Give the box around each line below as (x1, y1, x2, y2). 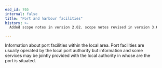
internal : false (5, 12, 38, 16)
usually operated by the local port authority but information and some (5, 48, 143, 54)
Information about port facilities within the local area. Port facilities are (5, 42, 145, 48)
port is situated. (5, 58, 36, 64)
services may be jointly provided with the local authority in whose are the (5, 53, 150, 58)
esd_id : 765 (5, 7, 29, 12)
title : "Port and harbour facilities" (5, 16, 83, 21)
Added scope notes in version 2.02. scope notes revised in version (9, 25, 150, 30)
